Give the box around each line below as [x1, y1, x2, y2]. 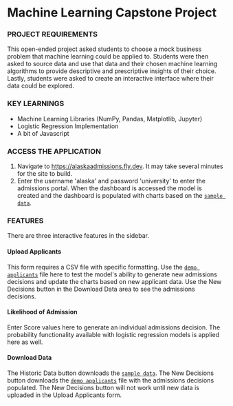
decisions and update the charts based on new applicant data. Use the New [7, 277, 222, 285]
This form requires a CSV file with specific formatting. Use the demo [7, 263, 197, 271]
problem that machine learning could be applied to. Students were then [7, 52, 209, 61]
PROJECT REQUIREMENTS [7, 30, 98, 39]
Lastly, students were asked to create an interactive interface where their [7, 74, 214, 83]
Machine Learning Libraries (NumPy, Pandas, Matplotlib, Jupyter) [16, 114, 203, 123]
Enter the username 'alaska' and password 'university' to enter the [16, 177, 206, 185]
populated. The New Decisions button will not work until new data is [7, 383, 199, 392]
